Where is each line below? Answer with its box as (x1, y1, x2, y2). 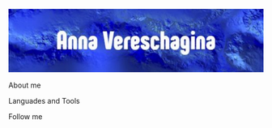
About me (8, 80, 41, 90)
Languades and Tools (8, 96, 80, 106)
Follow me (8, 112, 43, 122)
